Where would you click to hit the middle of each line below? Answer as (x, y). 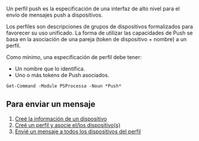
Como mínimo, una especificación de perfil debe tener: (74, 57)
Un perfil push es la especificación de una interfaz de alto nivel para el (93, 9)
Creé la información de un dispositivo (61, 118)
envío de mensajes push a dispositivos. (55, 15)
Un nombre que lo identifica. (50, 69)
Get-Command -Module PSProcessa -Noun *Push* (64, 86)
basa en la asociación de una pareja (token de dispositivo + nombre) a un (97, 39)
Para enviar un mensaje (51, 104)
